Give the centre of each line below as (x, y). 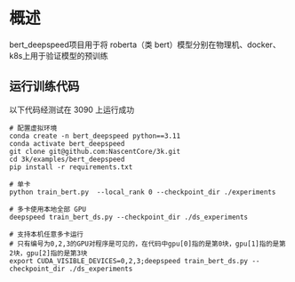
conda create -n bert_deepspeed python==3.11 (95, 136)
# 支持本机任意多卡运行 (47, 234)
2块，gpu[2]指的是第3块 (48, 253)
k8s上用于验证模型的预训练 (59, 55)
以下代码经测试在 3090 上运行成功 (72, 109)
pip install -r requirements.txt (71, 167)
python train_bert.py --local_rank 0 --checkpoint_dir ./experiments (143, 192)
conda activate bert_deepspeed (67, 143)
